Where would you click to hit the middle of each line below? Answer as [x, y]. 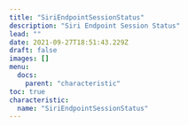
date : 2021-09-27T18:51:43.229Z [69, 42]
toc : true [27, 91]
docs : [27, 75]
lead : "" [25, 34]
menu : [19, 67]
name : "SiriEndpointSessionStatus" [83, 108]
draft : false [33, 51]
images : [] [29, 59]
